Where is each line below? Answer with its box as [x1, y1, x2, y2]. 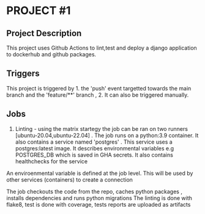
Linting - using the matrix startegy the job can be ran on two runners [15, 125, 188, 132]
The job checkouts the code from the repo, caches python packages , [6, 188, 182, 195]
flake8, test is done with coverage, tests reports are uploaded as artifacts [6, 201, 191, 208]
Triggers [6, 68, 40, 79]
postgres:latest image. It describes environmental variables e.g [15, 144, 174, 152]
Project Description [6, 28, 82, 39]
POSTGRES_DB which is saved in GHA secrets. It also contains [15, 151, 173, 158]
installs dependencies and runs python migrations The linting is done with [6, 194, 193, 202]
